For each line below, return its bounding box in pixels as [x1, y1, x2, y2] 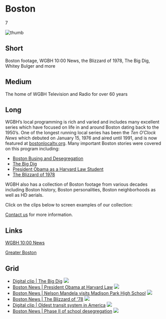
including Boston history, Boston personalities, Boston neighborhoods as [5, 187, 156, 193]
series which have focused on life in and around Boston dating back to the [5, 124, 159, 130]
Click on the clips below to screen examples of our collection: [5, 202, 133, 208]
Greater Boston [5, 249, 37, 255]
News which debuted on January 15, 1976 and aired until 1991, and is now [5, 135, 157, 141]
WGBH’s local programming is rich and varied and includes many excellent [5, 119, 159, 125]
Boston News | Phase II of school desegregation [12, 308, 113, 314]
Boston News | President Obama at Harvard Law [12, 284, 113, 290]
